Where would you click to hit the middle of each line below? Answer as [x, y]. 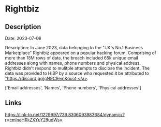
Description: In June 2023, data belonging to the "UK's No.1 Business [74, 48]
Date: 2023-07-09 [23, 38]
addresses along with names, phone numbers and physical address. [73, 63]
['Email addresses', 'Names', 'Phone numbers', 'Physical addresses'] [73, 88]
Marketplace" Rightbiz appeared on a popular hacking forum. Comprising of [80, 53]
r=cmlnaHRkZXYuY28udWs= [34, 120]
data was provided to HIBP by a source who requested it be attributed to [77, 73]
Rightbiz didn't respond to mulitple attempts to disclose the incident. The [77, 68]
